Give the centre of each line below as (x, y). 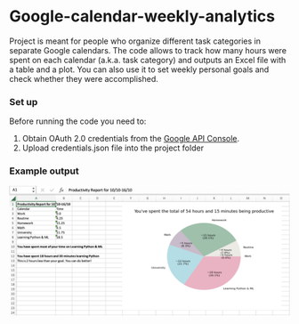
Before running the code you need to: (78, 121)
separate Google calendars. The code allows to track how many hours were (148, 50)
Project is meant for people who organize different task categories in (135, 41)
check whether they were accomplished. (84, 78)
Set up (24, 101)
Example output (44, 171)
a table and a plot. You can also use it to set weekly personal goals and (139, 69)
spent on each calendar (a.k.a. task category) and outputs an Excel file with (148, 60)
